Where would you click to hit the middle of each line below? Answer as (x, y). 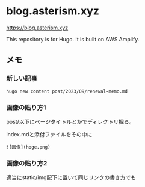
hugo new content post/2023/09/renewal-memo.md (67, 91)
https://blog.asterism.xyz (37, 28)
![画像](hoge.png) (28, 147)
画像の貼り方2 (27, 163)
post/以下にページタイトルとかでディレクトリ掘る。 (70, 121)
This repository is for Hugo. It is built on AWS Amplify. (73, 39)
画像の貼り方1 (26, 108)
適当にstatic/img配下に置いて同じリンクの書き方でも (71, 177)
